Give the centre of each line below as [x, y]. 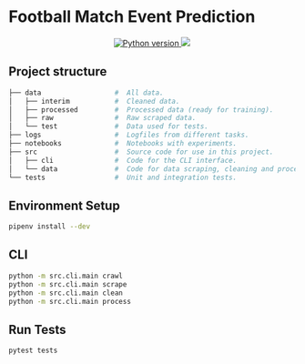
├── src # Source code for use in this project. [141, 152]
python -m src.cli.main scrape [68, 284]
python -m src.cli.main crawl [66, 276]
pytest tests [33, 351]
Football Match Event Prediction [132, 17]
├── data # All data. [86, 93]
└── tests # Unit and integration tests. [123, 177]
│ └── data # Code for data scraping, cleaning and [141, 169]
